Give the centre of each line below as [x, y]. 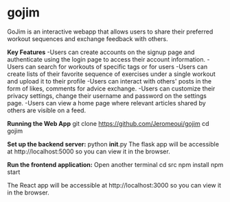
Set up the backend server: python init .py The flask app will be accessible [113, 144]
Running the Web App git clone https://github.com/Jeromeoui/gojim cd [108, 123]
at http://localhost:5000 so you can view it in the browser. [89, 151]
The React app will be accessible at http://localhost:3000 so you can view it [114, 185]
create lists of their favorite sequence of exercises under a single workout [111, 74]
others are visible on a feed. [47, 110]
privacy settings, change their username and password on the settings [107, 96]
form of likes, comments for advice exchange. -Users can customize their [111, 88]
